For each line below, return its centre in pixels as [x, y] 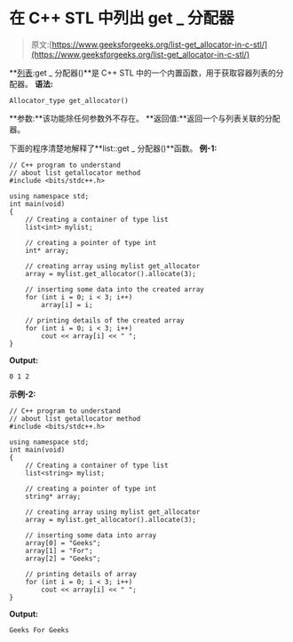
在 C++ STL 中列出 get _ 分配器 [122, 18]
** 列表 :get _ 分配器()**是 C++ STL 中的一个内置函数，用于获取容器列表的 [143, 73]
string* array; [53, 496]
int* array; [47, 250]
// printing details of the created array [105, 321]
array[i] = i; [67, 305]
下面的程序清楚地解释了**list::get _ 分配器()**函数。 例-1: [113, 148]
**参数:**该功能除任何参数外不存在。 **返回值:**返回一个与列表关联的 [137, 118]
